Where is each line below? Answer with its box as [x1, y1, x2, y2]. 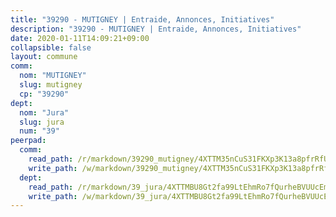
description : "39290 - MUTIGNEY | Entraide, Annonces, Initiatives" [10, 24, 302, 34]
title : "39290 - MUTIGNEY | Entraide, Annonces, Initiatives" [10, 14, 275, 25]
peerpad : [10, 136, 47, 146]
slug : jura [19, 117, 65, 127]
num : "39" [19, 126, 60, 136]
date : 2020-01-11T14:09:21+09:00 [10, 33, 150, 43]
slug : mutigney [19, 80, 83, 90]
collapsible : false [10, 42, 92, 53]
